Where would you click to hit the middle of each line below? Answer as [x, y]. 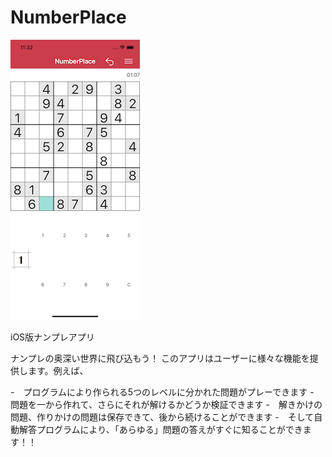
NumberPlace [68, 17]
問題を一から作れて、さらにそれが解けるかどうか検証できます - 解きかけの [166, 404]
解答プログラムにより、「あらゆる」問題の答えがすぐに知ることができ [160, 429]
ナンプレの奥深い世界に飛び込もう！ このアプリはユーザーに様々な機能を [160, 358]
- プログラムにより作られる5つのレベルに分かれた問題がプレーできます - [162, 392]
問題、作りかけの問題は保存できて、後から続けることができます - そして [162, 417]
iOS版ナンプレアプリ [52, 337]
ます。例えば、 [58, 370]
